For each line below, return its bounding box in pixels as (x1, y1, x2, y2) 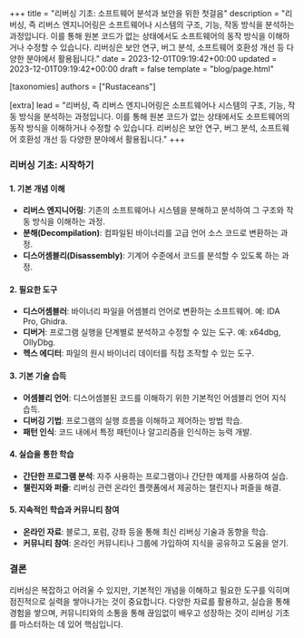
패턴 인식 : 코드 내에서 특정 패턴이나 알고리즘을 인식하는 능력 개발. (22, 426, 252, 437)
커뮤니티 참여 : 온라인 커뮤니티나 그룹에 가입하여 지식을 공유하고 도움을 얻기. (22, 537, 289, 548)
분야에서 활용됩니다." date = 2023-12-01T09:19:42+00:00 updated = (25, 54, 278, 64)
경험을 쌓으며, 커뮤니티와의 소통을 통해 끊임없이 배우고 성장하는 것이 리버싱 (9, 607, 274, 619)
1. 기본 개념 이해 (9, 182, 65, 193)
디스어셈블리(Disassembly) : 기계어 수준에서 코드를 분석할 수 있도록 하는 (22, 250, 279, 261)
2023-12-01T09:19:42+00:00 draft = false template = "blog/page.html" (9, 64, 275, 74)
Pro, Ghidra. (22, 316, 68, 327)
